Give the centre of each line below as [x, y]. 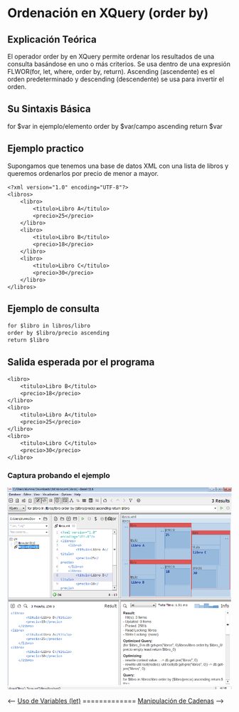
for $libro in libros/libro [49, 326]
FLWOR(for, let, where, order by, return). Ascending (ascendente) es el [111, 72]
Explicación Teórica [52, 40]
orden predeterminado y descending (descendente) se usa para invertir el [116, 79]
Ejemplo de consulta [53, 309]
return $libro [28, 340]
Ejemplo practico [46, 148]
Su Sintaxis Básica [49, 109]
